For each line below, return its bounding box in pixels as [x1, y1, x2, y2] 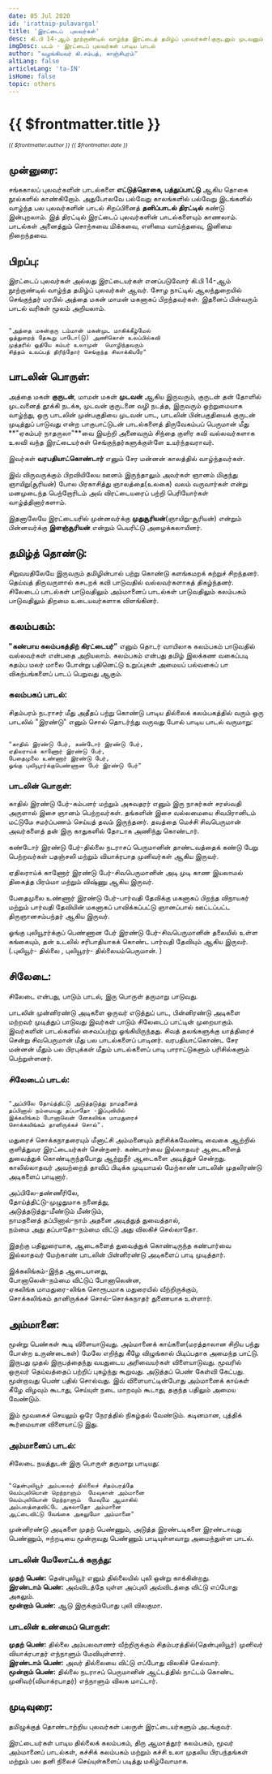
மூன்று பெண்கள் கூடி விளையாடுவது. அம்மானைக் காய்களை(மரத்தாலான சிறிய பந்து [8, 1339, 260, 1349]
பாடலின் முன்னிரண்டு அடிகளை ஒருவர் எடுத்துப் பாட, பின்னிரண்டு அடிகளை [8, 1008, 240, 1017]
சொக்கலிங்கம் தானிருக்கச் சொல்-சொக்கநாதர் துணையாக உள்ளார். [8, 1293, 213, 1303]
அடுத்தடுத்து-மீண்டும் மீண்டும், [8, 1206, 104, 1216]
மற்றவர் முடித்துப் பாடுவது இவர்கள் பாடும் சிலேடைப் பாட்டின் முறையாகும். [8, 1016, 235, 1026]
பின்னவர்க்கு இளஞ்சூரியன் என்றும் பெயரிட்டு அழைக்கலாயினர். [8, 522, 202, 532]
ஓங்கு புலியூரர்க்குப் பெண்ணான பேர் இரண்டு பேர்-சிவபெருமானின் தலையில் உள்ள [8, 927, 258, 938]
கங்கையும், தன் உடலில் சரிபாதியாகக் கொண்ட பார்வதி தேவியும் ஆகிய [8, 937, 223, 947]
